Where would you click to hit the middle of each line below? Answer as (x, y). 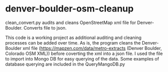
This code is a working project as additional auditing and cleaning (73, 37)
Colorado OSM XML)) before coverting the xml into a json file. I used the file (84, 53)
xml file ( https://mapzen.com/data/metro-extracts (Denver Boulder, (92, 48)
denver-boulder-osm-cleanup (69, 9)
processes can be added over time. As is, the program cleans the (73, 42)
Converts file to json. (45, 27)
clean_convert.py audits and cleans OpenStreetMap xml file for (71, 22)
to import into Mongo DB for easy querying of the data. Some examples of (82, 58)
